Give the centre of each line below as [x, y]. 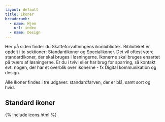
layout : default [22, 10]
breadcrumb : [17, 19]
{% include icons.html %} [31, 115]
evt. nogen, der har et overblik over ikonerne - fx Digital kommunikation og [81, 67]
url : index [25, 28]
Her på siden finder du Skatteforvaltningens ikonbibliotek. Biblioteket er [78, 46]
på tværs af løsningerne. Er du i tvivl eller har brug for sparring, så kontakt [81, 62]
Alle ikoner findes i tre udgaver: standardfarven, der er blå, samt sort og [78, 82]
